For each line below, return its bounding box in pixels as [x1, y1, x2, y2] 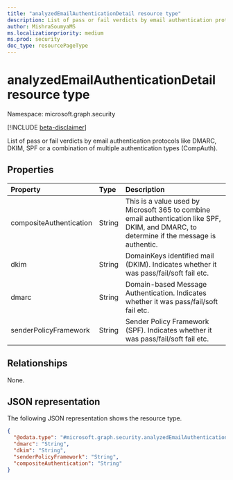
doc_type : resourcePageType [7, 42, 89, 49]
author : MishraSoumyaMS [7, 23, 76, 30]
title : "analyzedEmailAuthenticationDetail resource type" [7, 10, 182, 17]
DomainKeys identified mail [125, 251, 214, 260]
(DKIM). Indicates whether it [125, 259, 217, 269]
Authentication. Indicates [125, 288, 207, 298]
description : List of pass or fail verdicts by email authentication [7, 17, 213, 24]
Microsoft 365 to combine [125, 205, 211, 215]
